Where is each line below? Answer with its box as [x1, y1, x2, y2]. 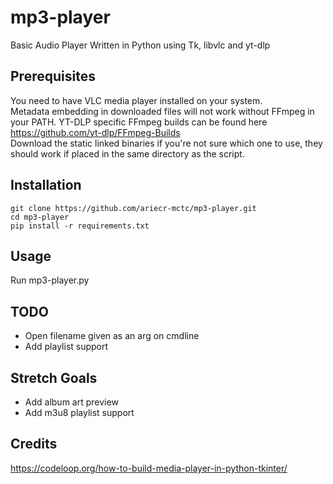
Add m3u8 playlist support [24, 407, 135, 418]
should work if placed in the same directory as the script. [10, 147, 245, 160]
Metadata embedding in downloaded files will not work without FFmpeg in [10, 105, 315, 117]
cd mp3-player [10, 212, 70, 222]
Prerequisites [10, 68, 96, 85]
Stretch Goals [10, 369, 98, 386]
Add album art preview [24, 396, 119, 408]
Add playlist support [24, 341, 109, 353]
